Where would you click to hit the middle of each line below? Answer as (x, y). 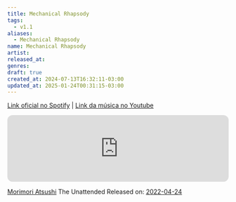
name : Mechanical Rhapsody (47, 46)
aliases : (20, 33)
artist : (19, 53)
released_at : (26, 60)
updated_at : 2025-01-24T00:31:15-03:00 (66, 86)
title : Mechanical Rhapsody (48, 14)
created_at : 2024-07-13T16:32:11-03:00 (66, 79)
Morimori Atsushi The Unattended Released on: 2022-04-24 (95, 192)
